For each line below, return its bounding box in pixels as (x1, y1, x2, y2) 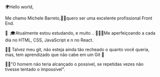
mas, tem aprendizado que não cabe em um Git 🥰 (5, 52, 105, 58)
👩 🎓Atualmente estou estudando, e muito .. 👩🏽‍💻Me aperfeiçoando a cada (5, 30, 156, 36)
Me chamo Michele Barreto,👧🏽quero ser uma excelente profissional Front (5, 15, 153, 21)
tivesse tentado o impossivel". (5, 66, 65, 72)
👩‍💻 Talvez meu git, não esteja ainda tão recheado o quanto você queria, (5, 47, 150, 52)
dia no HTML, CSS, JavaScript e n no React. (5, 37, 94, 43)
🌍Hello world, (5, 4, 34, 10)
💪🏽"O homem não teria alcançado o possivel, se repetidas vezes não (5, 61, 144, 67)
